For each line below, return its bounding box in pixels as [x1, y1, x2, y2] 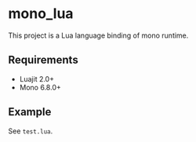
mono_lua [8, 5, 74, 23]
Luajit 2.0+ [19, 74, 55, 83]
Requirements [8, 53, 78, 67]
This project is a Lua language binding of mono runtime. [8, 31, 189, 40]
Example [8, 105, 52, 118]
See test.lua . [8, 126, 53, 136]
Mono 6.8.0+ [19, 82, 61, 92]
